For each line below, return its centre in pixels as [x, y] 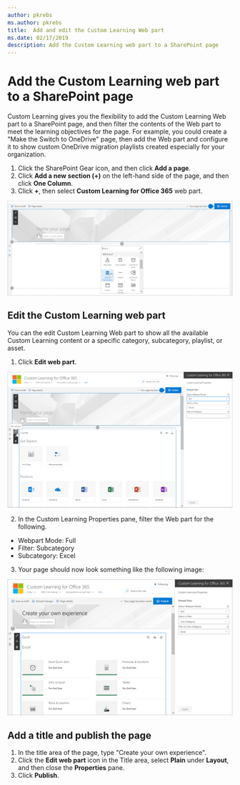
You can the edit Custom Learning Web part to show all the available [108, 333]
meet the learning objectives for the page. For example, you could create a [117, 131]
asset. [16, 348]
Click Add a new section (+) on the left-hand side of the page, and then [123, 176]
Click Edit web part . [47, 361]
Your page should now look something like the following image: [111, 570]
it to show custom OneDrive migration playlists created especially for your [116, 147]
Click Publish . [38, 776]
